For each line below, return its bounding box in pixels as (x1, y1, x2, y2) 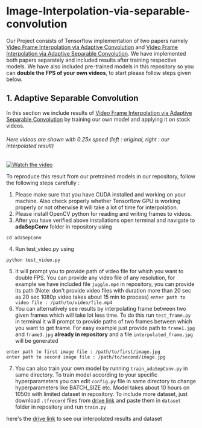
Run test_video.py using (14, 245, 74, 252)
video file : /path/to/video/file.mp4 (14, 299, 113, 306)
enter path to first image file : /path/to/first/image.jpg (6, 349, 161, 355)
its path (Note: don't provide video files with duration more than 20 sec (14, 287, 192, 294)
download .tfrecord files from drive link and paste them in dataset (14, 397, 181, 404)
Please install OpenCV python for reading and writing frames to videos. (14, 210, 192, 217)
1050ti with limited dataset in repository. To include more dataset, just (14, 390, 188, 397)
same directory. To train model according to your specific (14, 371, 158, 378)
